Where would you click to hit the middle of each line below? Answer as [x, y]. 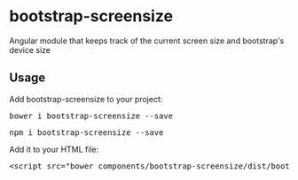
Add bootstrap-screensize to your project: [86, 99]
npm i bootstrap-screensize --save [86, 132]
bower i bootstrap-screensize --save [91, 116]
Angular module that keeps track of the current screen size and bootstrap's [147, 41]
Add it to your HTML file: [54, 149]
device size [30, 49]
